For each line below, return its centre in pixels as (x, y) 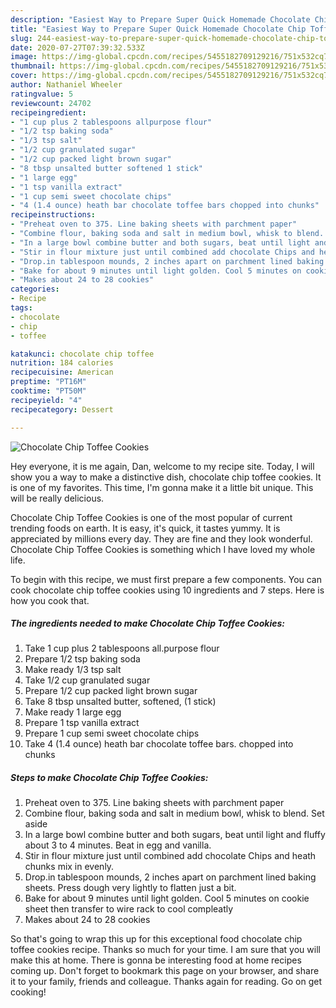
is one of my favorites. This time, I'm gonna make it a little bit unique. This (162, 487)
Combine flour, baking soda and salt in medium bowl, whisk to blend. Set (174, 813)
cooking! (28, 992)
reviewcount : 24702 (51, 103)
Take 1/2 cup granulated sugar (87, 680)
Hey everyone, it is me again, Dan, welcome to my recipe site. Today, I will (162, 466)
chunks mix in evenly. (69, 867)
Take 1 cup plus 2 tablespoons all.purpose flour (122, 648)
